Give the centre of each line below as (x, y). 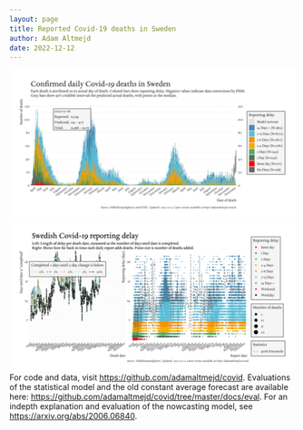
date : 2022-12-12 (42, 48)
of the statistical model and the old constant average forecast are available (149, 386)
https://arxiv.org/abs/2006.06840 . (73, 415)
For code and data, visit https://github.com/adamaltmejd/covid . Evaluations (150, 377)
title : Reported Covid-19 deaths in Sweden (93, 29)
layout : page (34, 19)
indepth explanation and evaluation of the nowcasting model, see (131, 406)
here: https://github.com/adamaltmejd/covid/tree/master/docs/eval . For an (149, 396)
